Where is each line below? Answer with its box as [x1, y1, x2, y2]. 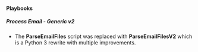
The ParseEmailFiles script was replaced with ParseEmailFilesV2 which [14, 33, 193, 40]
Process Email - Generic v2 [6, 18, 75, 25]
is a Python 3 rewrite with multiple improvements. [14, 39, 136, 46]
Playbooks [6, 5, 33, 12]
